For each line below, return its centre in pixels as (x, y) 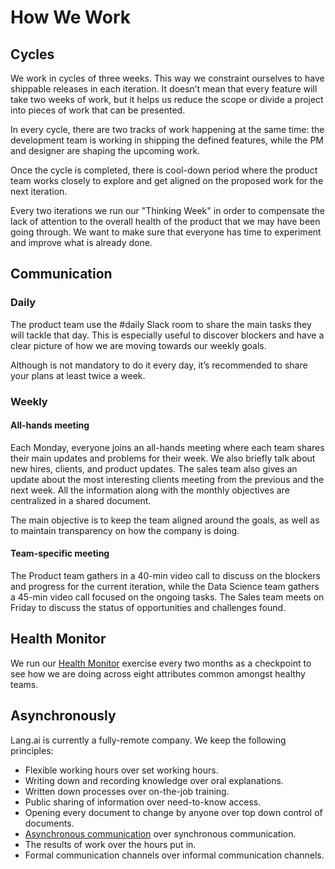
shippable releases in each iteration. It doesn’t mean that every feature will (164, 89)
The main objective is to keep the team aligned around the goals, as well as (165, 520)
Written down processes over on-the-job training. (127, 791)
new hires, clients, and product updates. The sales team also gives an (154, 468)
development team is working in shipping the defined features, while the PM (167, 140)
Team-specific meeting (60, 553)
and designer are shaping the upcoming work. (105, 150)
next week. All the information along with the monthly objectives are (150, 490)
